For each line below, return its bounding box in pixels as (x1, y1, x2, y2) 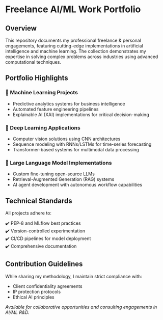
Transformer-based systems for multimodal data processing (12, 146, 139, 152)
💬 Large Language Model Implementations (5, 159, 112, 166)
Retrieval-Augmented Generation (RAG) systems (12, 176, 115, 182)
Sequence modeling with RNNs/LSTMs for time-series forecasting (12, 141, 152, 147)
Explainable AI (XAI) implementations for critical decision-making (12, 111, 149, 118)
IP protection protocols (12, 288, 61, 295)
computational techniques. (5, 59, 61, 65)
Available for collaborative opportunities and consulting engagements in (5, 304, 157, 310)
